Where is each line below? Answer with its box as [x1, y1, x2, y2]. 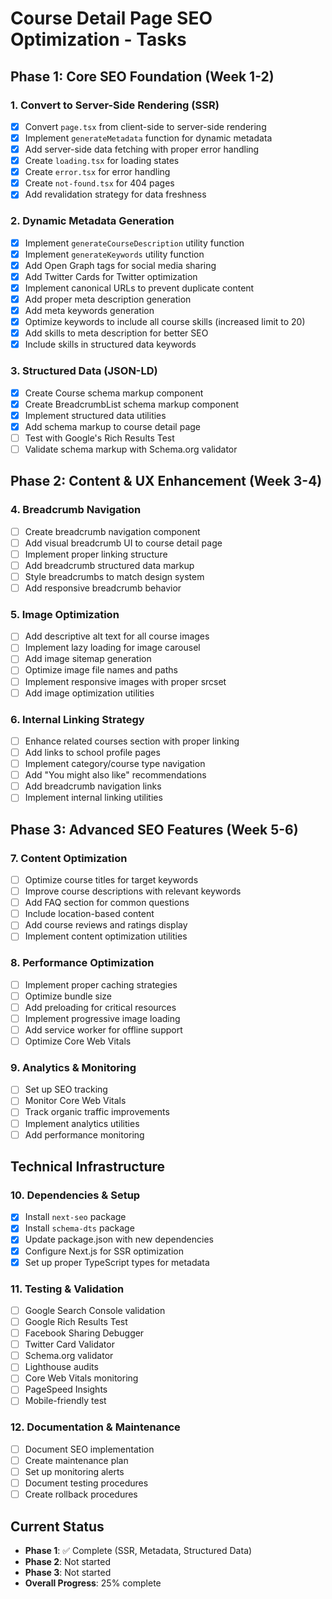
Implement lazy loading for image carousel [24, 642, 201, 654]
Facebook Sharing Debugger [24, 1327, 145, 1339]
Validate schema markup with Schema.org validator [24, 443, 238, 455]
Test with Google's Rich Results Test [24, 432, 175, 444]
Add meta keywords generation [24, 304, 155, 316]
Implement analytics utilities [24, 1117, 140, 1129]
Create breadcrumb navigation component [24, 525, 201, 537]
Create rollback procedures [24, 1488, 138, 1501]
